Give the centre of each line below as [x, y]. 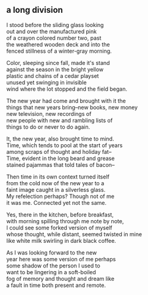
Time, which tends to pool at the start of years [65, 145]
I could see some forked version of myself [59, 228]
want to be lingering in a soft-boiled [51, 272]
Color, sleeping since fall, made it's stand [58, 63]
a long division [35, 10]
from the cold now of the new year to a [55, 183]
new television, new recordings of [49, 113]
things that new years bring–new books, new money [72, 107]
